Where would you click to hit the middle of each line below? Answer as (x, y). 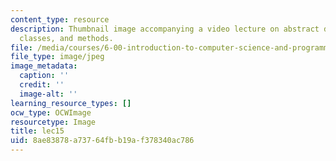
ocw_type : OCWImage (51, 112)
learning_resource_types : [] (71, 103)
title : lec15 (37, 131)
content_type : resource (60, 19)
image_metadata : (44, 66)
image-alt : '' (48, 94)
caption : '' (44, 76)
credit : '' (42, 85)
